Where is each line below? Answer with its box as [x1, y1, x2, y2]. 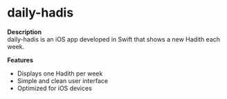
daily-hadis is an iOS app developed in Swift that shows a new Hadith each [7, 35, 220, 43]
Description [7, 28, 42, 36]
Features [7, 55, 33, 64]
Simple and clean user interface [17, 76, 109, 84]
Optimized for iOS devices [17, 84, 92, 92]
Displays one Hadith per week [17, 69, 103, 78]
